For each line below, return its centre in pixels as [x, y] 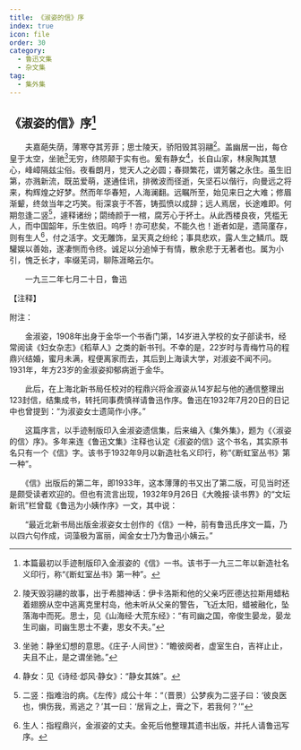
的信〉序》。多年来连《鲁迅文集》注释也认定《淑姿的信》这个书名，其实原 [145, 442]
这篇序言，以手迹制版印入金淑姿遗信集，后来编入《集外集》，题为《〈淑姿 [158, 430]
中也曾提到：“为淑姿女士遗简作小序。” [77, 411]
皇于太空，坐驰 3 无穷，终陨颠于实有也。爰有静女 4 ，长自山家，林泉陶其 [139, 158]
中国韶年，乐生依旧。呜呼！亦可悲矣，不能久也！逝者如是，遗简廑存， [162, 226]
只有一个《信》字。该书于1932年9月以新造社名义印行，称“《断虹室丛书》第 [154, 453]
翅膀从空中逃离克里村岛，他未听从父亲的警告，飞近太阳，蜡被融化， [156, 605]
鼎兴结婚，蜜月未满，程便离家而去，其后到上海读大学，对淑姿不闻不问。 [142, 358]
